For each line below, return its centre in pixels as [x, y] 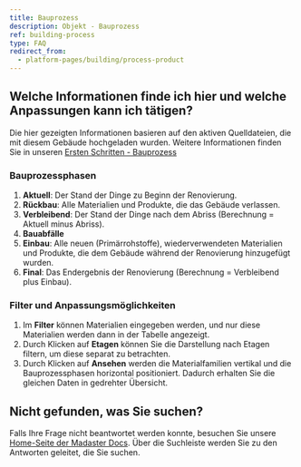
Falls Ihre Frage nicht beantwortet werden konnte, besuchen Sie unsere [143, 433]
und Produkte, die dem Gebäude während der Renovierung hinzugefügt [156, 253]
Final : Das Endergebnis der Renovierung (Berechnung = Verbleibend [150, 272]
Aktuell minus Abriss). [63, 224]
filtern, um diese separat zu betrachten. [96, 354]
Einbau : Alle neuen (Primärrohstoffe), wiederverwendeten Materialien [152, 243]
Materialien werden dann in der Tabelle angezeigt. [116, 335]
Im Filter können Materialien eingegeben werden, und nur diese [141, 325]
